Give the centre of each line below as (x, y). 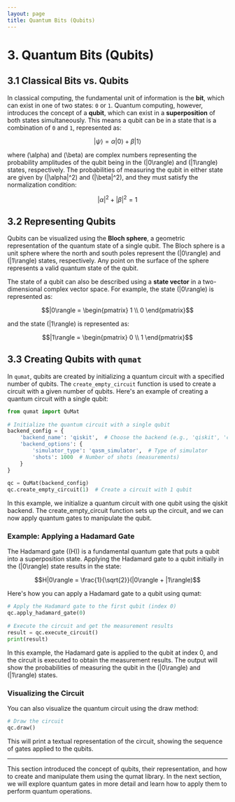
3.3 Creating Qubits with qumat (74, 360)
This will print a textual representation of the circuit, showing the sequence (115, 741)
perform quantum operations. (50, 791)
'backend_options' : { (51, 444)
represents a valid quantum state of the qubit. (73, 268)
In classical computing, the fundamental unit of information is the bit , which (116, 98)
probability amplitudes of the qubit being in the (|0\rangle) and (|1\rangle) (113, 162)
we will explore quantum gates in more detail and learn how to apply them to (117, 784)
